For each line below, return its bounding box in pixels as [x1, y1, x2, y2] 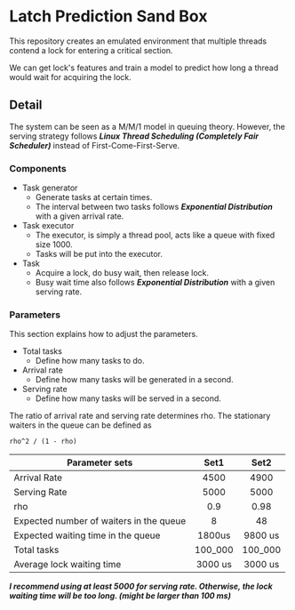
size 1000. [35, 239, 73, 250]
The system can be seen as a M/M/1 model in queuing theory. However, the [9, 121, 286, 132]
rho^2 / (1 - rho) [9, 437, 77, 446]
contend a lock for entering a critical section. [9, 44, 173, 55]
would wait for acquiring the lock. [9, 71, 132, 82]
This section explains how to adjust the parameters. [9, 329, 198, 340]
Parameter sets [66, 456, 133, 469]
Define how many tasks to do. [35, 356, 145, 366]
